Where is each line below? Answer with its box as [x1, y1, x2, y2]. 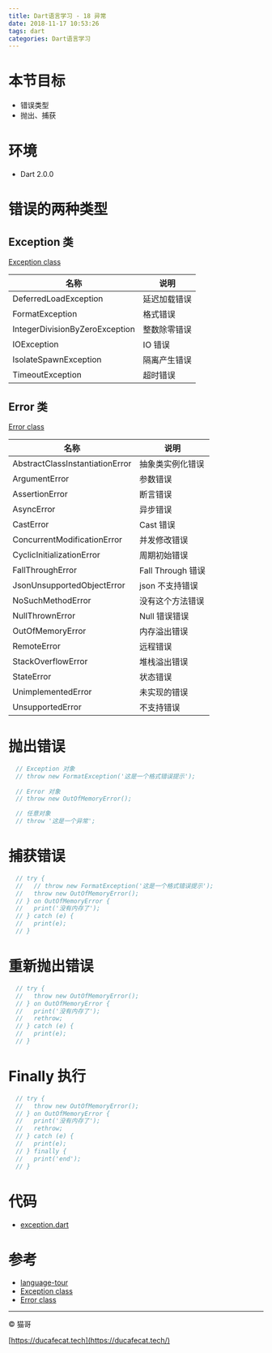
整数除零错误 [142, 324, 192, 335]
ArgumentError [12, 472, 70, 484]
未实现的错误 [138, 687, 189, 698]
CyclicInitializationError [12, 549, 101, 560]
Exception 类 [8, 235, 74, 248]
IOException [12, 338, 59, 350]
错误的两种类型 [8, 200, 108, 219]
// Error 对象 [15, 787, 61, 795]
